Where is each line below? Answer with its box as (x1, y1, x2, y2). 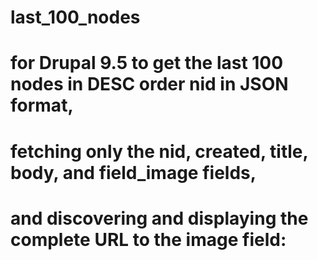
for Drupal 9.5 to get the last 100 (10, 52, 284, 75)
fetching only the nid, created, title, (10, 140, 309, 163)
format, (10, 94, 74, 117)
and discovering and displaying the (10, 207, 309, 230)
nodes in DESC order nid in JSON (10, 73, 289, 96)
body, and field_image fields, (10, 161, 257, 184)
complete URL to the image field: (10, 228, 287, 251)
